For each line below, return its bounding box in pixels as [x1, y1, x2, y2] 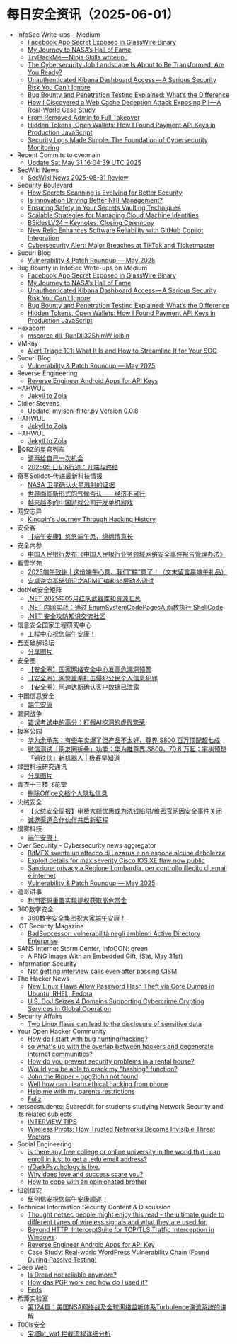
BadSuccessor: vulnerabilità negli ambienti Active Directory [27, 929, 201, 938]
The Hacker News [16, 974, 70, 983]
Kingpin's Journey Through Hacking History [27, 515, 156, 523]
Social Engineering [16, 1139, 72, 1148]
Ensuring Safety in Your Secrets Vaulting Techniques [27, 203, 181, 212]
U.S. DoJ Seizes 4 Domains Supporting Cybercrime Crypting [27, 996, 204, 1006]
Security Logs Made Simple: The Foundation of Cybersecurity [27, 135, 208, 144]
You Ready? [27, 68, 63, 76]
